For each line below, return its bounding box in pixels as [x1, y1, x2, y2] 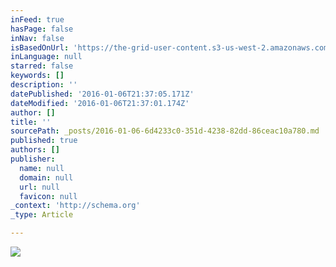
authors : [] [10, 145, 60, 155]
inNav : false [10, 33, 65, 43]
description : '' [10, 80, 78, 90]
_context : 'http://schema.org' [10, 201, 141, 211]
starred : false [10, 61, 74, 71]
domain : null [19, 172, 74, 183]
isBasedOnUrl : [10, 42, 70, 53]
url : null [19, 182, 60, 192]
